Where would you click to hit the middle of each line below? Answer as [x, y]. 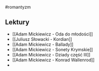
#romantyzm [18, 7]
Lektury [17, 22]
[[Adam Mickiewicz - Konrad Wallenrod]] [53, 60]
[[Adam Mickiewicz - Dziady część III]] [51, 54]
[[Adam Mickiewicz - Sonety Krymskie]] [52, 49]
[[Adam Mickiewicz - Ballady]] [43, 44]
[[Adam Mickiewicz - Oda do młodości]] [52, 34]
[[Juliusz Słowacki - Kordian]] [42, 39]
